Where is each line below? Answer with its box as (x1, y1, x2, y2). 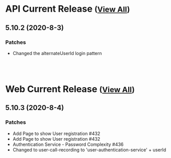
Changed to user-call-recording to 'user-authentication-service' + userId (12, 146, 166, 153)
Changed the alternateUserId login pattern (12, 50, 102, 56)
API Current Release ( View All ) (5, 3, 130, 15)
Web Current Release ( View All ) (5, 84, 135, 95)
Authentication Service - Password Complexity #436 (12, 141, 124, 147)
